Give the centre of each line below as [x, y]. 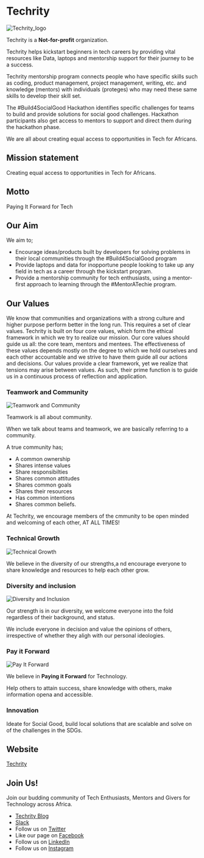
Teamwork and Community [47, 392]
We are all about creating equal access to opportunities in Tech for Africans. [102, 139]
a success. [20, 65]
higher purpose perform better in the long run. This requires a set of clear [99, 325]
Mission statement [43, 158]
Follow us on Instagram [44, 848]
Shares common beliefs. [45, 504]
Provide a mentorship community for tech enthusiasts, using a [93, 278]
